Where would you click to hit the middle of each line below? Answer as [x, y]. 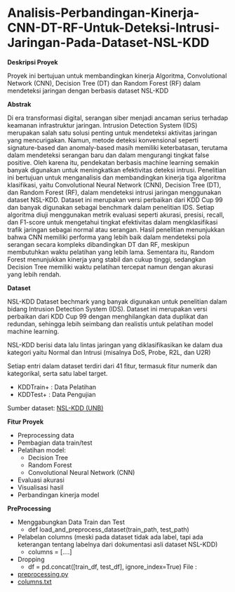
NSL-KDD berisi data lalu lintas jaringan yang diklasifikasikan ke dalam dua [115, 344]
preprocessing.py [43, 574]
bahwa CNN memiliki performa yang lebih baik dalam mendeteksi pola [109, 237]
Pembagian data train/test [55, 443]
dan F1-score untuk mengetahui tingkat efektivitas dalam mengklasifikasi [113, 222]
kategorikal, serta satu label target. [58, 373]
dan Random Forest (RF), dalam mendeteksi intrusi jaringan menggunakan [114, 192]
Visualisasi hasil [40, 487]
